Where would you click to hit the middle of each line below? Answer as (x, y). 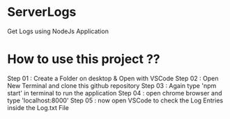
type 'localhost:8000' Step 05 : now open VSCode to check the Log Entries (115, 100)
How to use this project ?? (84, 59)
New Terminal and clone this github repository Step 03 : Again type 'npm (112, 85)
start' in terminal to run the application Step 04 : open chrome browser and (115, 93)
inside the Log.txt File (38, 107)
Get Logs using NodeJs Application (58, 31)
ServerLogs (42, 12)
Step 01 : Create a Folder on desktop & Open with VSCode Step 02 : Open (113, 78)
